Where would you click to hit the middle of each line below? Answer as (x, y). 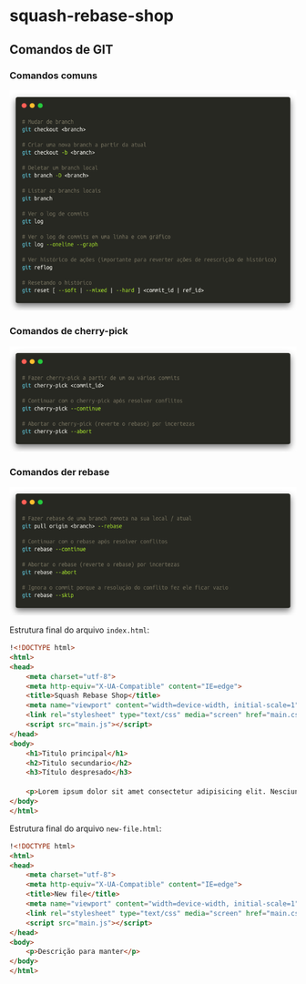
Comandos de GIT (61, 50)
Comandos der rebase (60, 472)
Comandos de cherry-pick (69, 331)
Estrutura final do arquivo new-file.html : (86, 828)
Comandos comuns (54, 76)
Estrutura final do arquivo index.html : (80, 630)
